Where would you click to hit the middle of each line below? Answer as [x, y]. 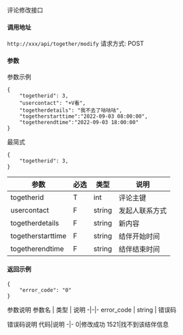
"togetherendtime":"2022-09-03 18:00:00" [79, 123]
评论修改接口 [25, 10]
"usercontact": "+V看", [53, 103]
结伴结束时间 [139, 249]
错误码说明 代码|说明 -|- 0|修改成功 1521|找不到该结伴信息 [88, 324]
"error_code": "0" [45, 290]
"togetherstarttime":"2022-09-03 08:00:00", [84, 116]
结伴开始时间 [139, 236]
